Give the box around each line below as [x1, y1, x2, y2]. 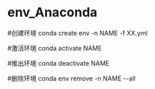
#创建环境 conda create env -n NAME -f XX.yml [7, 28, 148, 37]
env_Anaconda [7, 4, 98, 21]
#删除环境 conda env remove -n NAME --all [7, 74, 136, 83]
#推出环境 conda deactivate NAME [7, 58, 110, 68]
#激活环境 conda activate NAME [7, 43, 102, 52]
